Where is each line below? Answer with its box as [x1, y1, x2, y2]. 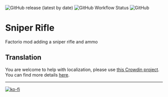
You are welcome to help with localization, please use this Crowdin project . [5, 66, 159, 72]
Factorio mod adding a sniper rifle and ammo [5, 38, 98, 44]
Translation [5, 53, 41, 62]
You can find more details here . [5, 71, 70, 77]
